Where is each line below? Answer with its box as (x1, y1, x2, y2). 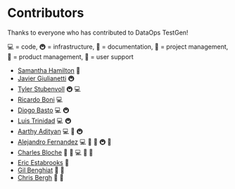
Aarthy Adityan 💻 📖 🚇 (17, 127, 83, 135)
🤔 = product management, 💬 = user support (7, 52, 134, 61)
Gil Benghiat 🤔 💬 (17, 166, 65, 174)
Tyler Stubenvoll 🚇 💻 (17, 85, 81, 93)
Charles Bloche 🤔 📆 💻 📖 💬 (17, 148, 94, 157)
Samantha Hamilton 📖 (17, 66, 81, 75)
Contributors (7, 5, 84, 21)
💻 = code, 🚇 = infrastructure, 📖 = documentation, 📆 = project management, (7, 42, 229, 51)
